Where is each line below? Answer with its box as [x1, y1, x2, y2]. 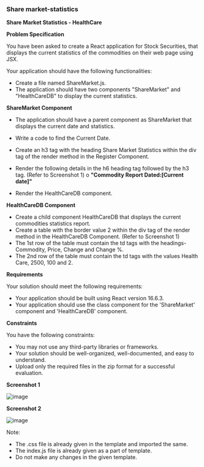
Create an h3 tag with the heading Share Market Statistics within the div [15, 146, 197, 154]
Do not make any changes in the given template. [15, 454, 138, 461]
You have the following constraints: [6, 332, 95, 339]
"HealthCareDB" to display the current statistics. [15, 93, 138, 100]
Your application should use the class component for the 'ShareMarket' [15, 301, 195, 308]
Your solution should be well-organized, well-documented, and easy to [15, 350, 194, 357]
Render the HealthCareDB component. [15, 189, 113, 197]
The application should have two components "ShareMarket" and [15, 86, 181, 93]
